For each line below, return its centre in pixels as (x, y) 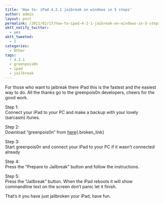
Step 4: (12, 161)
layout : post (18, 19)
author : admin (20, 14)
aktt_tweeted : (20, 37)
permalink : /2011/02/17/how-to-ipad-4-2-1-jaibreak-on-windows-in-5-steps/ (84, 23)
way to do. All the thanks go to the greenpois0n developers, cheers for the (80, 92)
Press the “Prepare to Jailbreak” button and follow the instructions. (72, 166)
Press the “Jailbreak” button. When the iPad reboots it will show (69, 181)
